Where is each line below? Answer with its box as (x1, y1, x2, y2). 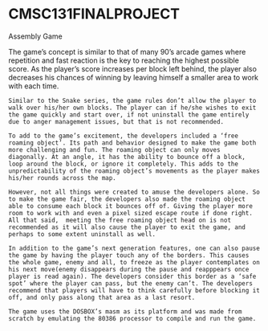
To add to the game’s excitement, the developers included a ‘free (8, 132, 239, 140)
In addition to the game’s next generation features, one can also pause (8, 244, 261, 252)
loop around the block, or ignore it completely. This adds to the (8, 160, 239, 168)
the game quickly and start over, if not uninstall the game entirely (8, 110, 250, 119)
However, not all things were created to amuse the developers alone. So (8, 188, 261, 196)
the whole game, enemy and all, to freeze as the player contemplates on (8, 258, 261, 266)
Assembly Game (8, 31, 63, 41)
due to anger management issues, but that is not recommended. (8, 117, 225, 125)
